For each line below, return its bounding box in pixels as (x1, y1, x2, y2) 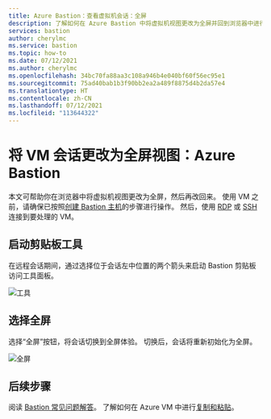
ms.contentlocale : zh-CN (8, 94, 92, 102)
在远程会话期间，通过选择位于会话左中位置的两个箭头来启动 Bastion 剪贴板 (8, 260, 256, 270)
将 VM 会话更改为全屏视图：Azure (8, 147, 236, 165)
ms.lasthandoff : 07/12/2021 (8, 102, 103, 110)
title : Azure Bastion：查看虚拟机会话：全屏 (8, 11, 147, 20)
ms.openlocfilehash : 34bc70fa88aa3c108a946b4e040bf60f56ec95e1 (8, 72, 226, 80)
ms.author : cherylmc (8, 64, 78, 73)
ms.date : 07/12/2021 (8, 57, 78, 65)
